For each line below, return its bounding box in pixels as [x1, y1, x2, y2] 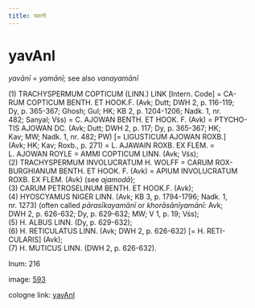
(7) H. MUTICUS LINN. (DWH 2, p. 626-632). [8, 243, 157, 252]
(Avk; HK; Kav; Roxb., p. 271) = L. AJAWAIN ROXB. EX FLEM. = [8, 140, 216, 150]
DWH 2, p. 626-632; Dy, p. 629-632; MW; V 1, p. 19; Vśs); [8, 209, 199, 219]
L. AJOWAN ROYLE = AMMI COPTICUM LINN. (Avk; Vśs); [8, 148, 199, 158]
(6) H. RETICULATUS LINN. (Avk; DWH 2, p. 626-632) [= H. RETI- [8, 226, 226, 235]
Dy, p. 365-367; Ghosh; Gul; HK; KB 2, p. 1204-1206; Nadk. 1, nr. [8, 106, 221, 115]
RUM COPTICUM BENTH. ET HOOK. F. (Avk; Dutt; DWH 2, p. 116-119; [8, 98, 235, 107]
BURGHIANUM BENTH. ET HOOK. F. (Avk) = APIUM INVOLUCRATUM [8, 166, 238, 176]
